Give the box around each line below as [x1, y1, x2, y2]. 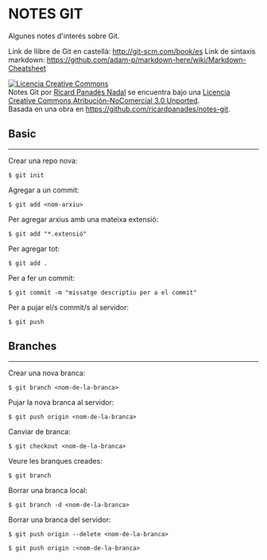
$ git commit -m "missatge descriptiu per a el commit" [8, 288, 197, 297]
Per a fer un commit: [8, 273, 75, 282]
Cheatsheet [8, 63, 46, 72]
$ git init [8, 171, 44, 179]
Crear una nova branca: [8, 367, 86, 378]
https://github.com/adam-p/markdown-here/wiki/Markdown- [46, 55, 246, 64]
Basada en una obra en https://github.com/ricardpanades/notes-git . [8, 104, 230, 114]
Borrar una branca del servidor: [8, 515, 111, 524]
